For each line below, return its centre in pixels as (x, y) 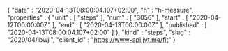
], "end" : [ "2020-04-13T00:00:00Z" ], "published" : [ (129, 25)
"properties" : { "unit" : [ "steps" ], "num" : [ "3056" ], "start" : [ (98, 17)
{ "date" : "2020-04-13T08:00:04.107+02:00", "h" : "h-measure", (100, 10)
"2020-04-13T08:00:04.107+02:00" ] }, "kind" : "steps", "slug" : (99, 32)
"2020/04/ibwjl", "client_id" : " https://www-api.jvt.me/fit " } (91, 40)
